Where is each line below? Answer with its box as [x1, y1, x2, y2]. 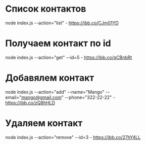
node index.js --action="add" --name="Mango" [5, 89, 105, 95]
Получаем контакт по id [5, 38, 111, 49]
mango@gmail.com [21, 94, 62, 100]
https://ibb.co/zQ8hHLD [5, 99, 56, 105]
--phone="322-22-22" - [65, 94, 115, 100]
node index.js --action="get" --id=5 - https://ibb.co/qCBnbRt [5, 54, 132, 60]
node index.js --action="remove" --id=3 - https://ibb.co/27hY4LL [5, 134, 141, 140]
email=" [5, 94, 22, 100]
